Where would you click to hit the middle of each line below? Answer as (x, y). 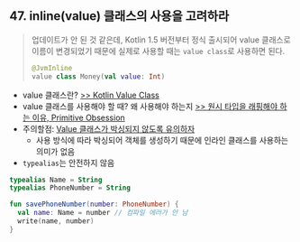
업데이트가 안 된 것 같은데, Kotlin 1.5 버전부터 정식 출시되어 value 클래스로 (161, 40)
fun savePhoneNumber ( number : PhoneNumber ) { (94, 205)
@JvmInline (52, 68)
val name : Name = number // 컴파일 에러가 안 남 (103, 213)
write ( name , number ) (56, 221)
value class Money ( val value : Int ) (98, 76)
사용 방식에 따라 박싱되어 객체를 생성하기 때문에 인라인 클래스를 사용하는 (162, 140)
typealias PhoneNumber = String (70, 188)
